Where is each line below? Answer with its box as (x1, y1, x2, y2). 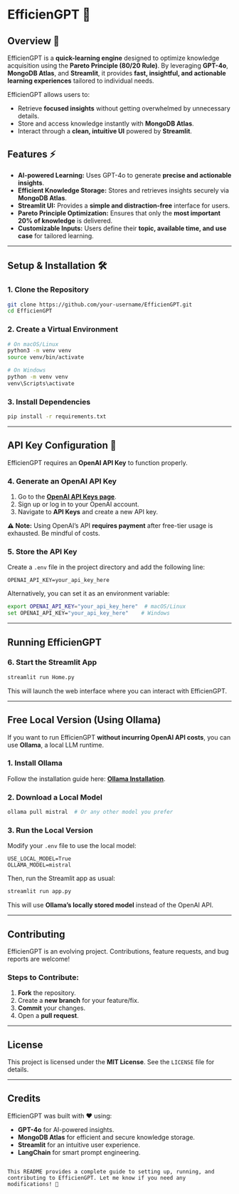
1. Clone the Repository (7, 285, 89, 295)
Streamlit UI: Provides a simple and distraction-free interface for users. (17, 201, 230, 210)
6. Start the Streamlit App (7, 658, 97, 668)
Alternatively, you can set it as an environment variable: (7, 589, 170, 598)
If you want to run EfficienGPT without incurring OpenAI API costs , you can (7, 733, 231, 741)
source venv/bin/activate (7, 354, 84, 361)
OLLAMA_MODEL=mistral (7, 862, 72, 869)
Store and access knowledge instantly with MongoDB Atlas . (17, 119, 194, 128)
